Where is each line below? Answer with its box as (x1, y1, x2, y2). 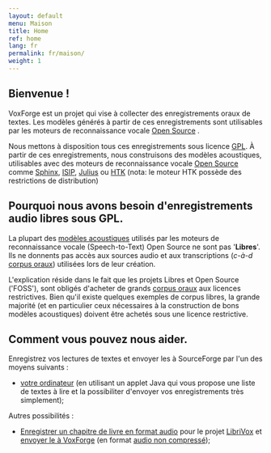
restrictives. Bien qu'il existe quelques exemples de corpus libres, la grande (8, 292, 260, 302)
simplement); (19, 396, 65, 405)
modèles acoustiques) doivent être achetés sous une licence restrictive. (8, 309, 248, 319)
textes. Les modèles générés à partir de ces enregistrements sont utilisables (8, 116, 263, 126)
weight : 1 (8, 57, 42, 66)
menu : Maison (8, 19, 53, 28)
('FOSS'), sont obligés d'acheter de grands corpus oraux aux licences (8, 283, 241, 293)
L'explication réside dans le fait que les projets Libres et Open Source (8, 274, 239, 284)
